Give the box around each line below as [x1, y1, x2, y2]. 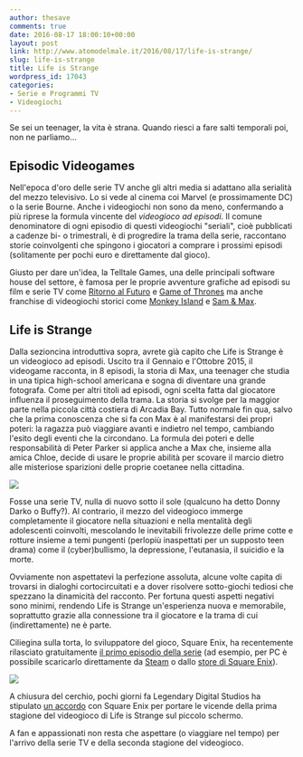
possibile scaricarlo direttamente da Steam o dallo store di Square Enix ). [9, 656, 279, 666]
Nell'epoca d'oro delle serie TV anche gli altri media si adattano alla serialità [9, 182, 292, 193]
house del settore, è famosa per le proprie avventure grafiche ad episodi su [9, 277, 291, 288]
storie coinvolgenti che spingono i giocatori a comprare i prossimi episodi [9, 240, 283, 251]
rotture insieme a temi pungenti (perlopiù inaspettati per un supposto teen [9, 535, 285, 545]
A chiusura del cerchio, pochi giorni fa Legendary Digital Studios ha [9, 691, 261, 702]
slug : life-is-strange [9, 55, 95, 64]
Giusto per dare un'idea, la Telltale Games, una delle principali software [9, 267, 276, 278]
